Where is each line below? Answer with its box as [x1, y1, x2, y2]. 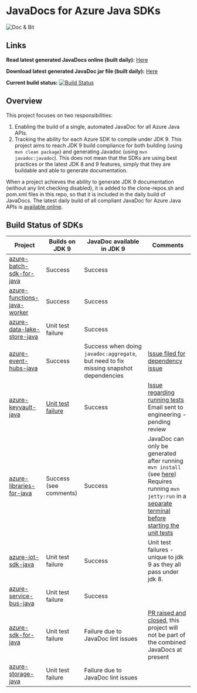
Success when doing [84, 342, 142, 350]
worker [9, 309, 29, 317]
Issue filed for [147, 350, 186, 358]
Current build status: [6, 79, 58, 86]
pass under [147, 568, 179, 576]
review [147, 425, 167, 433]
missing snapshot [84, 364, 133, 373]
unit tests [147, 529, 174, 537]
